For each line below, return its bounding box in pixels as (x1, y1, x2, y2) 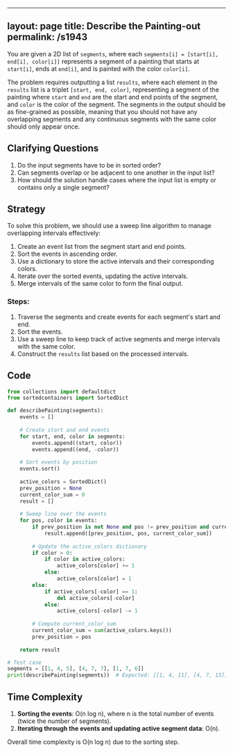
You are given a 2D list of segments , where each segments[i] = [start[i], (7, 49, 219, 58)
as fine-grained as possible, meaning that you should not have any (7, 107, 198, 115)
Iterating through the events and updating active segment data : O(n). (17, 724, 221, 732)
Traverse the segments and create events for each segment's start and (17, 312, 221, 321)
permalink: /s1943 (7, 31, 88, 43)
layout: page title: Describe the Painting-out (7, 20, 201, 32)
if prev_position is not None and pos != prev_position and (32, 524, 209, 531)
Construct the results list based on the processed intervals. (17, 349, 189, 358)
